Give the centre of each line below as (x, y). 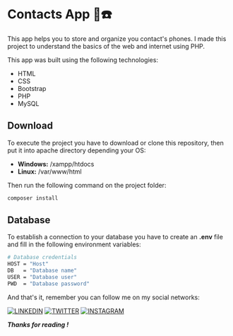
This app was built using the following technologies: (83, 60)
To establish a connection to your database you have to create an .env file (115, 237)
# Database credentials (42, 258)
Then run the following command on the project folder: (87, 185)
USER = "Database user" (42, 277)
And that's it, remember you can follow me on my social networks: (103, 297)
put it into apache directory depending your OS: (77, 150)
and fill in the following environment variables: (74, 244)
